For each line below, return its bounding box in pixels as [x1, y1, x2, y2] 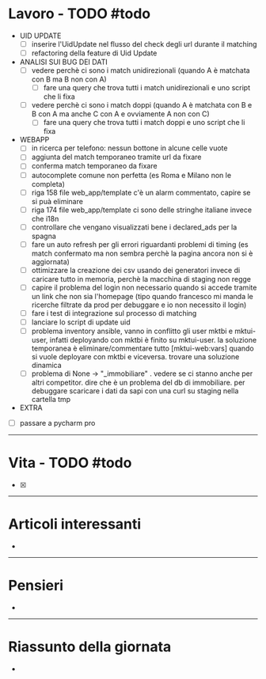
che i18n [31, 214, 59, 223]
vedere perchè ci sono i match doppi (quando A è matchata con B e [31, 101, 253, 110]
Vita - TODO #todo [8, 454, 132, 472]
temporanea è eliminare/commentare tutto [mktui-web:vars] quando [31, 343, 255, 353]
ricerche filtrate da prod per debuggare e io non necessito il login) [31, 300, 247, 309]
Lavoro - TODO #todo [8, 5, 151, 23]
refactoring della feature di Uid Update [31, 48, 158, 58]
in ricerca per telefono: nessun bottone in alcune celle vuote [31, 143, 228, 153]
